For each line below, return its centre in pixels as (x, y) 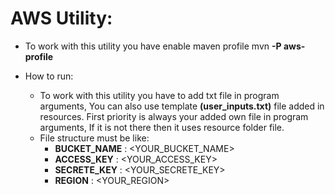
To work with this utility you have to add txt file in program (159, 95)
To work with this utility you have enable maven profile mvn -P (153, 46)
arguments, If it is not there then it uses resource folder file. (162, 127)
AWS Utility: (61, 18)
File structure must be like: (94, 138)
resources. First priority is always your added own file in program (174, 116)
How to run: (49, 76)
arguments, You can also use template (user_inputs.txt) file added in (182, 106)
